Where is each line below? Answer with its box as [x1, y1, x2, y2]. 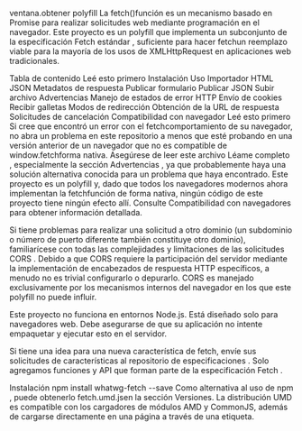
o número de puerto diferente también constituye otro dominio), [9, 234, 246, 244]
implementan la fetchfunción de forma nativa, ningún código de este [9, 188, 263, 198]
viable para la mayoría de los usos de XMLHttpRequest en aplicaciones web [9, 46, 291, 57]
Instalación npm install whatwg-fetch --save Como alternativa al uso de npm [9, 382, 294, 393]
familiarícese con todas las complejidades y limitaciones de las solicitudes [9, 243, 285, 254]
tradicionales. [9, 56, 60, 66]
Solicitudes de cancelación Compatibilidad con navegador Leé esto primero [9, 112, 291, 122]
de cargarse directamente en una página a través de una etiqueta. [9, 411, 255, 422]
